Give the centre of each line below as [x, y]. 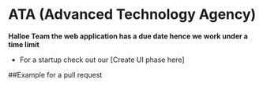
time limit [24, 44]
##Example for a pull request [55, 74]
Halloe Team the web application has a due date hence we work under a [128, 36]
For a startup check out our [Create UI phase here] [102, 60]
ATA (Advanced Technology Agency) [132, 14]
